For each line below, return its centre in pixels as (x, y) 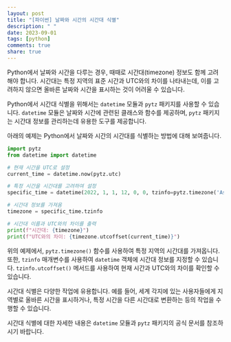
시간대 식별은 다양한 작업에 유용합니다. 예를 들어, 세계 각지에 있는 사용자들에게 (112, 291)
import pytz (24, 148)
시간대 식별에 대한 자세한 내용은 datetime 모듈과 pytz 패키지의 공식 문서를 (106, 323)
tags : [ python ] (29, 39)
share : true (24, 52)
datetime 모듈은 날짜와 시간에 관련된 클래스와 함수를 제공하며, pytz (111, 112)
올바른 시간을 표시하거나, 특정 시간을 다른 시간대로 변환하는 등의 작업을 (120, 299)
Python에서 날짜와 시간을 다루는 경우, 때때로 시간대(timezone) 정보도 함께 (107, 72)
